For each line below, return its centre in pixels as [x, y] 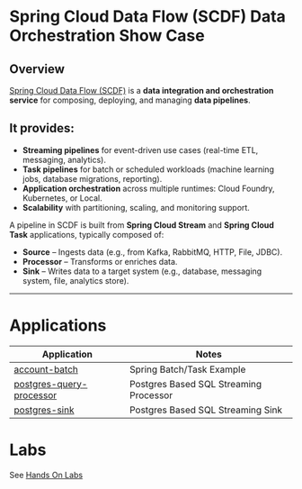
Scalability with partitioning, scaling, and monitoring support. [136, 207]
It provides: [42, 128]
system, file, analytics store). [75, 280]
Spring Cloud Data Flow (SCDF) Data [147, 17]
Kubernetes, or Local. [62, 198]
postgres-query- [51, 384]
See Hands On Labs [46, 475]
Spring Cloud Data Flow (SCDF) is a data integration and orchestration [142, 91]
